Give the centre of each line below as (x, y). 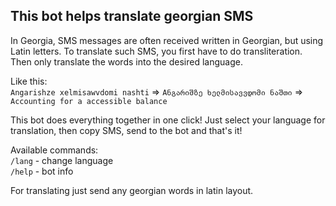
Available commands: (54, 150)
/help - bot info (42, 171)
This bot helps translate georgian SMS (132, 16)
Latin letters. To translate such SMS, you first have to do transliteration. (156, 51)
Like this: (29, 81)
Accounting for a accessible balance (89, 101)
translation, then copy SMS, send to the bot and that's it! (126, 130)
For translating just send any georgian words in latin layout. (132, 190)
